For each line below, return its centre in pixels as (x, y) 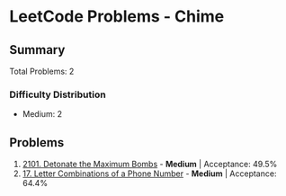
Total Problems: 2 (42, 71)
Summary (37, 50)
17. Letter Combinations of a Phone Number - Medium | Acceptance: (149, 174)
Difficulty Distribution (58, 94)
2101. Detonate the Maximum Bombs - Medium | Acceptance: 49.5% (150, 165)
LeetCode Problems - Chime (117, 17)
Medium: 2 (42, 114)
